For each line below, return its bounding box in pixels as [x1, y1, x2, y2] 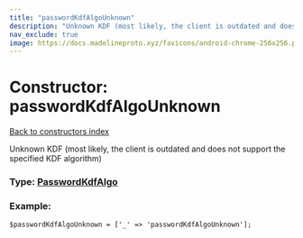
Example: [9, 200, 51, 213]
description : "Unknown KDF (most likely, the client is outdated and [9, 22, 277, 31]
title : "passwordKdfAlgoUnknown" [9, 13, 135, 23]
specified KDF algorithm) [9, 153, 102, 164]
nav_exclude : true [9, 30, 78, 39]
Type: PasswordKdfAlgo [9, 176, 119, 188]
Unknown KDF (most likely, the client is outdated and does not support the [9, 143, 286, 154]
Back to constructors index [9, 126, 110, 137]
